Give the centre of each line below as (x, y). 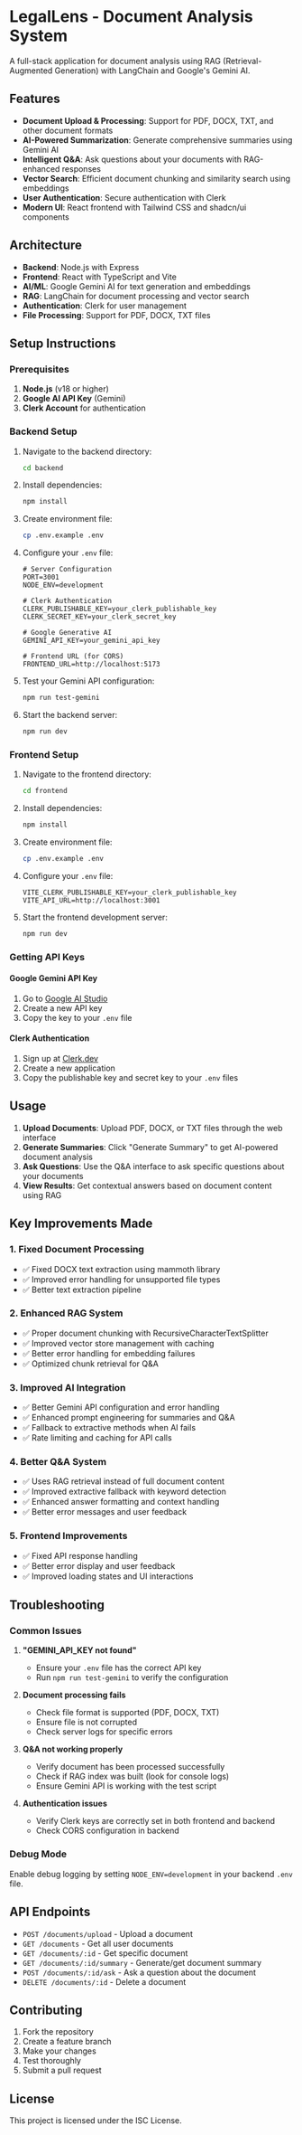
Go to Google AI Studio (65, 998)
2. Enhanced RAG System (66, 1313)
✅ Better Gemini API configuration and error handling (121, 1407)
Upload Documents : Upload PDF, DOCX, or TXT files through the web (152, 1128)
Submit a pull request (62, 2070)
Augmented (31, 71)
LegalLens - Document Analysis (132, 17)
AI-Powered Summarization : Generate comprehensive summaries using (157, 140)
